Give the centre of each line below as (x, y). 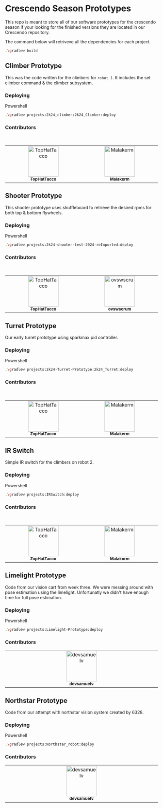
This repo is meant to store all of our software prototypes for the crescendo (81, 22)
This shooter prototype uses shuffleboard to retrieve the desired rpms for (78, 207)
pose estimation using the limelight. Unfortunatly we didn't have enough (77, 592)
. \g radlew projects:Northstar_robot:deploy (50, 744)
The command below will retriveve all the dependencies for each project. (78, 41)
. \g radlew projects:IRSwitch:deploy (42, 495)
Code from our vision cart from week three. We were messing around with (79, 587)
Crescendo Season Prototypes (68, 9)
